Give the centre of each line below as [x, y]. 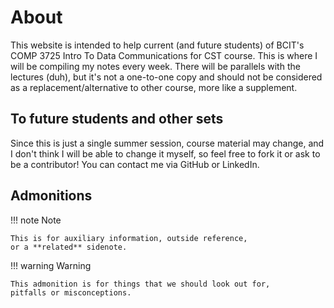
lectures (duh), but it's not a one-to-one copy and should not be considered [166, 77]
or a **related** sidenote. [69, 247]
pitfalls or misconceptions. [71, 292]
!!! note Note [36, 220]
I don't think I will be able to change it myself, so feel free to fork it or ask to [165, 153]
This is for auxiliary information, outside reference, [129, 238]
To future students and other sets [117, 119]
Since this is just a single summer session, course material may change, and [167, 143]
